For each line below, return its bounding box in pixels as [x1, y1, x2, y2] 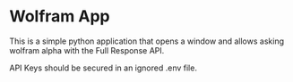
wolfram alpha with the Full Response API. [9, 45, 165, 55]
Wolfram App [9, 6, 110, 27]
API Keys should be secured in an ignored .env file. [9, 62, 197, 73]
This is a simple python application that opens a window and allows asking [9, 36, 285, 46]
